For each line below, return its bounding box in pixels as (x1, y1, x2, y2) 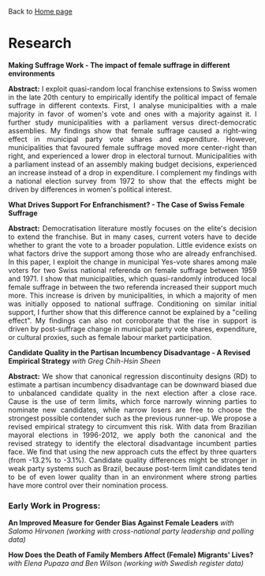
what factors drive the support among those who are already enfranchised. (8, 249, 257, 258)
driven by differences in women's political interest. (8, 185, 172, 194)
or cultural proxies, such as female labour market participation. (8, 332, 212, 342)
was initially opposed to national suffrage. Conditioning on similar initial (8, 299, 257, 309)
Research (8, 35, 73, 52)
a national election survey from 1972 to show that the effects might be (8, 176, 257, 185)
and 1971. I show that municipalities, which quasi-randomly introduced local (8, 274, 257, 283)
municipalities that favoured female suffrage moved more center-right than (8, 142, 257, 152)
